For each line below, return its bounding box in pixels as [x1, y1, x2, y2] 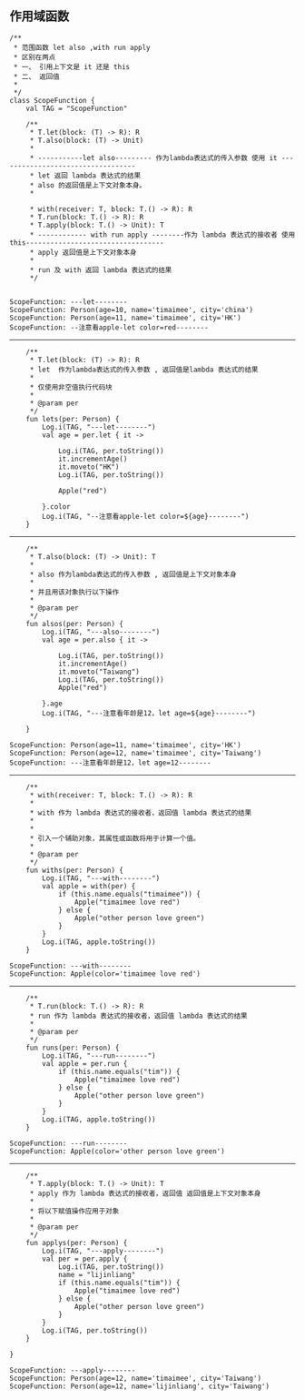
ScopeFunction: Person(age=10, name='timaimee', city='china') [9, 305, 254, 314]
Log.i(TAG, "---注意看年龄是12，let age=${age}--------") [42, 708, 257, 717]
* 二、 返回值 [13, 72, 61, 81]
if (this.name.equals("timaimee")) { [57, 889, 202, 898]
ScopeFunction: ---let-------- [9, 297, 128, 307]
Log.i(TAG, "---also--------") [42, 627, 161, 636]
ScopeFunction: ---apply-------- [9, 1365, 136, 1375]
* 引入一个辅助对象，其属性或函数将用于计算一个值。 [29, 834, 201, 843]
